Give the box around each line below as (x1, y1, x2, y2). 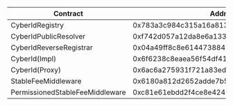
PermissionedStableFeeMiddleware (10, 87, 126, 97)
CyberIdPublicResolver (10, 32, 86, 41)
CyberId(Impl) (10, 54, 57, 63)
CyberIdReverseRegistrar (10, 43, 93, 52)
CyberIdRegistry (10, 21, 64, 30)
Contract (53, 9, 83, 18)
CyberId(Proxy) (10, 65, 61, 74)
